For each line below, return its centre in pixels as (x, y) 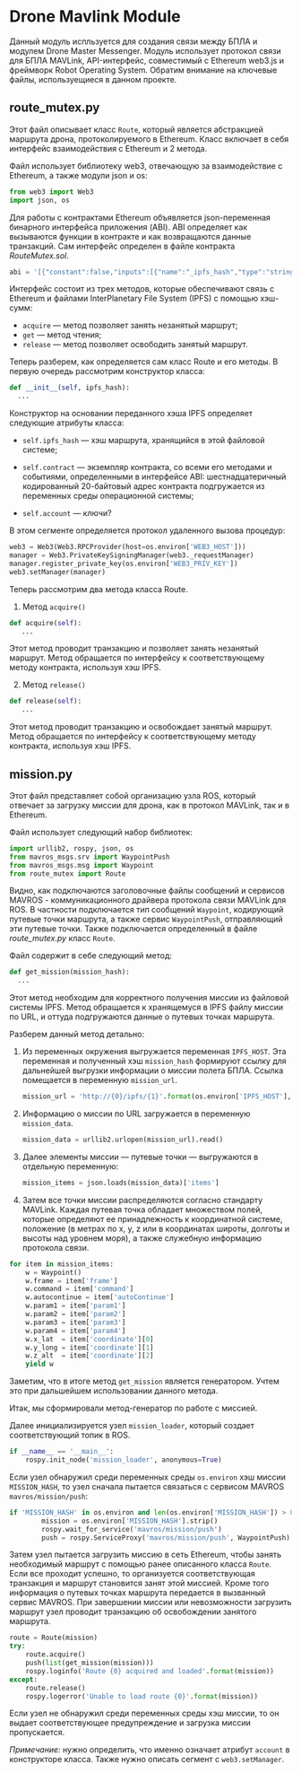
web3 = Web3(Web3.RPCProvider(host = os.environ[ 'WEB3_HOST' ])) (128, 547)
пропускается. (37, 1733)
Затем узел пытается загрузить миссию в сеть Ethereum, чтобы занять (146, 1555)
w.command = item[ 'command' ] (80, 1289)
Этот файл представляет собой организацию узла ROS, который (133, 795)
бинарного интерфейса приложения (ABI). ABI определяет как (129, 227)
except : (24, 1680)
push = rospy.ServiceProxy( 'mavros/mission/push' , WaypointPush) (166, 1537)
